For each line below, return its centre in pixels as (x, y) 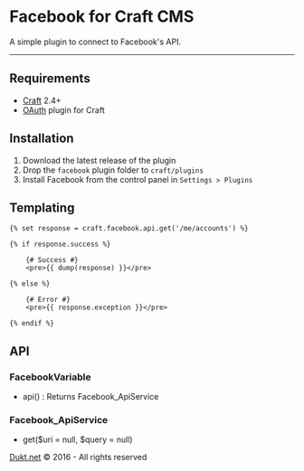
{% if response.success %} (60, 245)
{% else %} (30, 284)
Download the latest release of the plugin (99, 160)
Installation (42, 139)
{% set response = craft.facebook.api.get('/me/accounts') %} (129, 229)
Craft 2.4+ (42, 100)
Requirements (50, 79)
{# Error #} (48, 300)
